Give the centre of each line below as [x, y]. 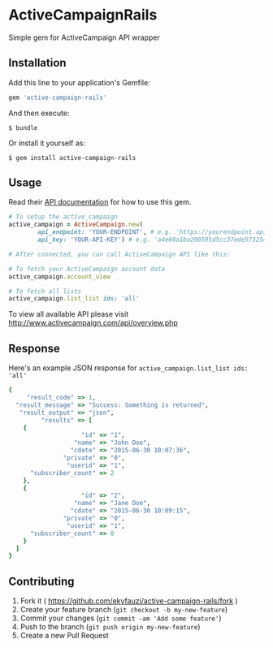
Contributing [41, 581]
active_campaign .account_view [60, 276]
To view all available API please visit [68, 314]
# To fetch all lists [45, 291]
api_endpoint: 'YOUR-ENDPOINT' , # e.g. [105, 232]
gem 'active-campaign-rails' [58, 97]
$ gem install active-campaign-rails [72, 158]
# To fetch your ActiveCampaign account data [87, 269]
